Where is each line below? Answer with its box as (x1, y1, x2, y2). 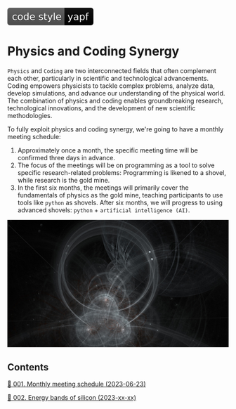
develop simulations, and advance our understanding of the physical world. (7, 89, 225, 97)
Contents (7, 361, 49, 373)
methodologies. (7, 111, 53, 119)
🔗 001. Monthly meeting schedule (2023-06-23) (7, 380, 146, 389)
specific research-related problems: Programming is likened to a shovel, (17, 168, 226, 176)
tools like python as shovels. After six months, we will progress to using (17, 198, 223, 207)
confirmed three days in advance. (17, 153, 116, 162)
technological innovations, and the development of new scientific (7, 103, 196, 112)
